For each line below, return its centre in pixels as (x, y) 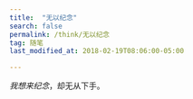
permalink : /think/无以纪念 (60, 34)
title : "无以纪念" (43, 18)
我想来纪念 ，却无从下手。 (57, 85)
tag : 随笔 (26, 43)
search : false (36, 26)
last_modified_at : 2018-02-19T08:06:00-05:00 (96, 51)
